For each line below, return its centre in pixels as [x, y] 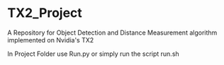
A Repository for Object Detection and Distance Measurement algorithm [112, 32]
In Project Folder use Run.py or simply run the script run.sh [93, 54]
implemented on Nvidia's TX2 [51, 40]
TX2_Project [45, 13]
